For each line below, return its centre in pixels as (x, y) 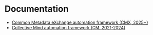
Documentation (37, 9)
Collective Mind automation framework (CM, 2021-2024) (68, 27)
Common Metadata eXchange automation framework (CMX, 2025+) (80, 22)
